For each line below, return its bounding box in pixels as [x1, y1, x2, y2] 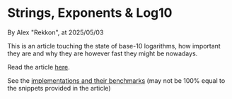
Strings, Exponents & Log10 [7, 5, 173, 21]
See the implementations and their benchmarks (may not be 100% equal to [7, 76, 226, 85]
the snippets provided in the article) [7, 84, 111, 92]
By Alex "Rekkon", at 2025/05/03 [7, 28, 104, 37]
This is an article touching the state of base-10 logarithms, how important [7, 41, 221, 50]
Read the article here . [7, 62, 70, 71]
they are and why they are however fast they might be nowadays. [7, 49, 198, 58]
